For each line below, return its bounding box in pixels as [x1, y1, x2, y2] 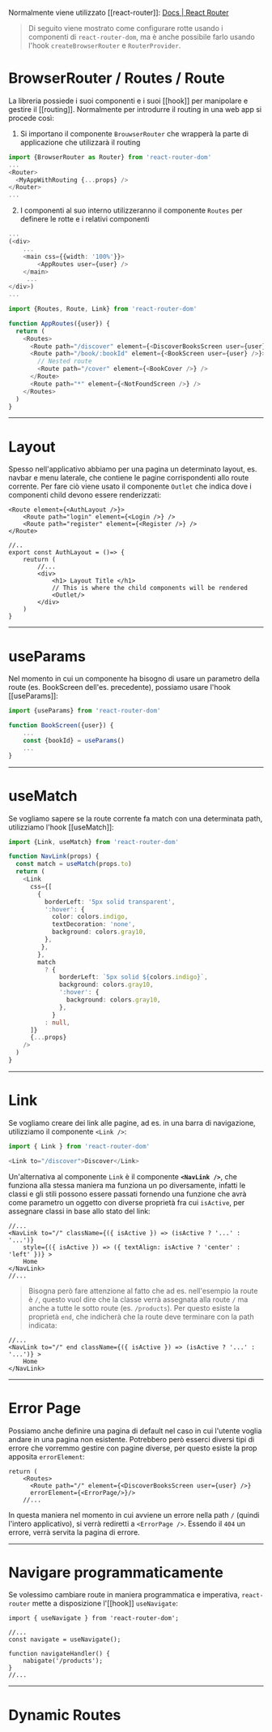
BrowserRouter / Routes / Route [8, 69, 225, 88]
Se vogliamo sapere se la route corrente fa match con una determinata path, [8, 813, 263, 823]
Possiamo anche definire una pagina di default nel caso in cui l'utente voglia [8, 1425, 262, 1436]
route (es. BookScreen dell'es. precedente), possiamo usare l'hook [8, 683, 232, 692]
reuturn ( [23, 556, 57, 564]
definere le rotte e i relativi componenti [19, 214, 150, 224]
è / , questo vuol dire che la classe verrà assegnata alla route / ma [28, 1295, 249, 1304]
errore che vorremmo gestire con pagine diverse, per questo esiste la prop [8, 1443, 257, 1453]
